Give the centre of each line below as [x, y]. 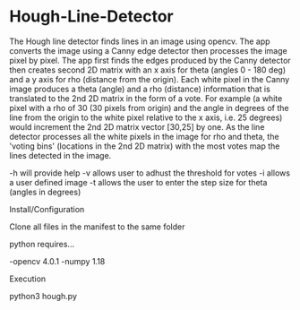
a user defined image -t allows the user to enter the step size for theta [138, 182]
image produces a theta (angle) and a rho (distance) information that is [140, 89]
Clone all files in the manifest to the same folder [97, 227]
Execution [28, 279]
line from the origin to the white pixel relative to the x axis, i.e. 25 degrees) [146, 117]
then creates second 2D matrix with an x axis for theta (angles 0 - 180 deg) [148, 70]
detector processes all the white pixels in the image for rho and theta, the [144, 136]
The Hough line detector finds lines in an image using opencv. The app [140, 41]
